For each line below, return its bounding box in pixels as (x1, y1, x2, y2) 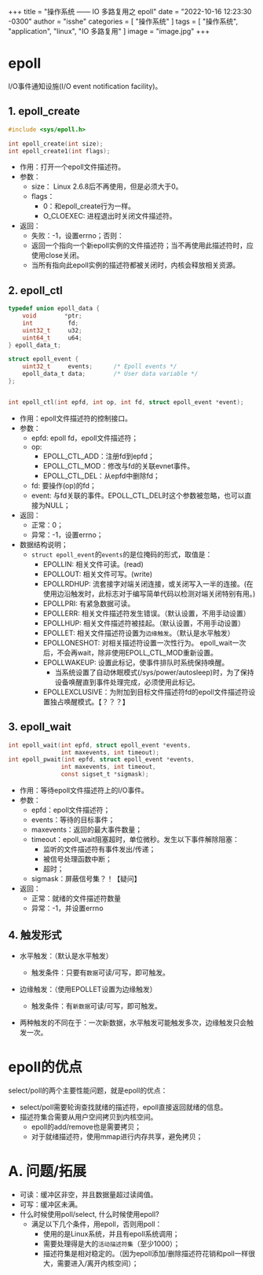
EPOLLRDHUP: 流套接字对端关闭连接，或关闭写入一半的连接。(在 (42, 579, 254, 588)
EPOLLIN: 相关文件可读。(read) (42, 559, 144, 568)
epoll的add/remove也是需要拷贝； (31, 1122, 141, 1131)
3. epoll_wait (8, 720, 72, 733)
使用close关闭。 (31, 251, 84, 260)
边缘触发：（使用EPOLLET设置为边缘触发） (19, 984, 157, 994)
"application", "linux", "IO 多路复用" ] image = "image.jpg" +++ (8, 27, 210, 35)
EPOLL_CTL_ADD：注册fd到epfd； (42, 451, 155, 461)
